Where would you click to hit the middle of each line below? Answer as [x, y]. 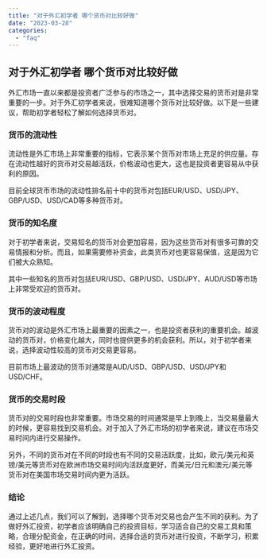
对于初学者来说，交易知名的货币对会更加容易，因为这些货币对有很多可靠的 [130, 242]
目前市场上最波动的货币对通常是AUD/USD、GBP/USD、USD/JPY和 [117, 366]
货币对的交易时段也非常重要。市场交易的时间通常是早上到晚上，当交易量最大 [133, 418]
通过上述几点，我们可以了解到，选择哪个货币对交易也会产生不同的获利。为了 [133, 516]
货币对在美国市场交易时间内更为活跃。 [71, 475]
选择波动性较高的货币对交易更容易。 [81, 350]
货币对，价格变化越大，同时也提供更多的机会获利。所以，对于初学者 [133, 339]
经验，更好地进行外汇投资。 [54, 546]
